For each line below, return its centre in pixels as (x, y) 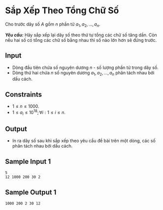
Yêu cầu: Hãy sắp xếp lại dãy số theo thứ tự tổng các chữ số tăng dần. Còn (81, 35)
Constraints (24, 94)
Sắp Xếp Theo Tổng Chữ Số (62, 11)
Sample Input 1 (28, 162)
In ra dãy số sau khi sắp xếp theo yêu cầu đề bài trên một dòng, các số (84, 141)
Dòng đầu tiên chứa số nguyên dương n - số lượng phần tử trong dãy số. (85, 67)
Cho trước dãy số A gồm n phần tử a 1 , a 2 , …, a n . (53, 25)
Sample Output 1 (31, 192)
